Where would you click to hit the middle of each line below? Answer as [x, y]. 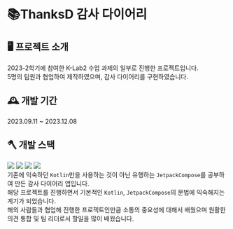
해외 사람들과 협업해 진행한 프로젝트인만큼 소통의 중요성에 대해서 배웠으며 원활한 [116, 209]
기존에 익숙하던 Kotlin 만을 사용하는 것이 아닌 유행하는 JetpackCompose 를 [107, 174]
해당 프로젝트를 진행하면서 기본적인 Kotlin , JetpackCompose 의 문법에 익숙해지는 [116, 192]
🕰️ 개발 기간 [32, 101]
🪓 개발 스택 [31, 145]
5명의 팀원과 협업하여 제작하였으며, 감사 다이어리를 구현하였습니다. [98, 77]
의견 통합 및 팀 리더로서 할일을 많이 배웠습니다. [71, 218]
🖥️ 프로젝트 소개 [38, 47]
